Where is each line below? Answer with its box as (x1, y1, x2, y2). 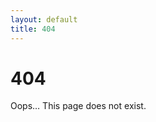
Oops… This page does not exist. (10, 100, 147, 112)
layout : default (10, 14, 78, 25)
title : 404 (10, 24, 56, 34)
